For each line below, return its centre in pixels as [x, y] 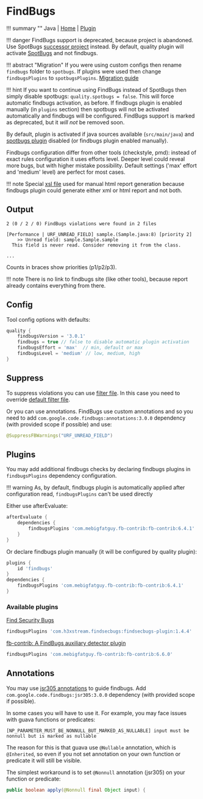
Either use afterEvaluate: [37, 506]
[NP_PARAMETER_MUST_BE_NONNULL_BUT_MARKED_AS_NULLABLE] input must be [98, 730]
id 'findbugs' [35, 568]
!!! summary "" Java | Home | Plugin [51, 28]
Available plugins [33, 607]
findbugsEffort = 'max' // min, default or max [80, 348]
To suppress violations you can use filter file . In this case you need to [93, 393]
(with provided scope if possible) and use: [59, 424]
